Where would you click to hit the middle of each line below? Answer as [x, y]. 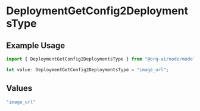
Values [19, 88]
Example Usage [36, 45]
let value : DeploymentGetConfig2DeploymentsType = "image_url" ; [87, 69]
